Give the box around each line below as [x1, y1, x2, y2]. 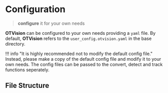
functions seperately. [5, 67, 50, 73]
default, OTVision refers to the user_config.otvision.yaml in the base [5, 35, 152, 41]
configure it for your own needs [17, 20, 85, 26]
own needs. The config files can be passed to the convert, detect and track [5, 61, 163, 67]
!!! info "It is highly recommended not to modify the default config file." [5, 51, 153, 57]
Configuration [5, 4, 66, 15]
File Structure [5, 81, 49, 90]
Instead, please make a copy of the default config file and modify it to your [5, 56, 161, 62]
